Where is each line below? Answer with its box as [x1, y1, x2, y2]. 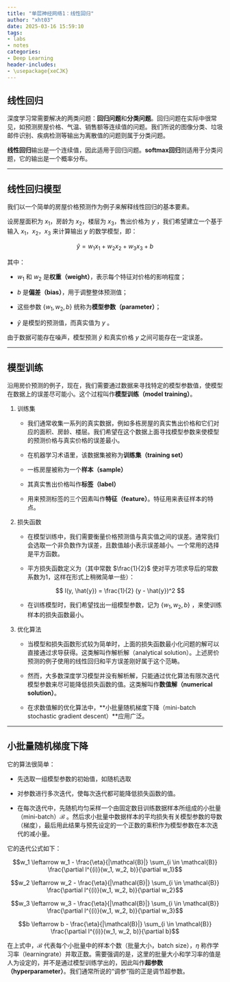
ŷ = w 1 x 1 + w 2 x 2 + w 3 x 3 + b [76, 242, 154, 252]
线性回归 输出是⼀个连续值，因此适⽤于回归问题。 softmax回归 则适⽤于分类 [7, 146, 217, 155]
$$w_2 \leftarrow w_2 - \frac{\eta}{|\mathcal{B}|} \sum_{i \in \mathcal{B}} [10, 878, 220, 886]
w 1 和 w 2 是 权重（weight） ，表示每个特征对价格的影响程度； [16, 272, 186, 282]
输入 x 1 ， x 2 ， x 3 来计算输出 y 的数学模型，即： [7, 227, 138, 237]
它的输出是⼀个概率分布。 [18, 155, 91, 163]
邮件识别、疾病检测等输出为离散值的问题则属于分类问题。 [7, 131, 169, 140]
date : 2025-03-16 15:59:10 [7, 23, 84, 30]
